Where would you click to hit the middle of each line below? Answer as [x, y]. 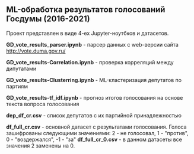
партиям [17, 86]
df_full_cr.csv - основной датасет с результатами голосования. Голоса [96, 127]
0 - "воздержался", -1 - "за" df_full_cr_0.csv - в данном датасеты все [94, 139]
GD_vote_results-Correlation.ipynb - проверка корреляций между [90, 62]
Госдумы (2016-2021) [48, 19]
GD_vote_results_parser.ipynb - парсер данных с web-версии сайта [93, 44]
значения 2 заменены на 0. [41, 145]
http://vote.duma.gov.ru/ [36, 51]
